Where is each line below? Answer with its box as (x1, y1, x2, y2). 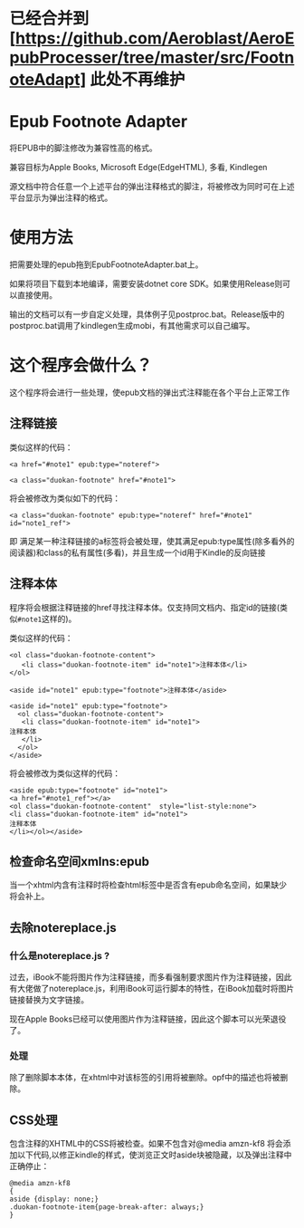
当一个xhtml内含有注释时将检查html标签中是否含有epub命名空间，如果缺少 (9, 879, 288, 890)
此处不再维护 (90, 70, 185, 91)
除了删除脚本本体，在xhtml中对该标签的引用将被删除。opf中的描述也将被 (9, 1072, 280, 1083)
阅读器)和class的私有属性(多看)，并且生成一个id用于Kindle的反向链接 (9, 547, 266, 558)
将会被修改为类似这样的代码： (9, 767, 120, 779)
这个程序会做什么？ (9, 355, 153, 376)
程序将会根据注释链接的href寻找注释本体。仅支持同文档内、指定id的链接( (9, 601, 280, 612)
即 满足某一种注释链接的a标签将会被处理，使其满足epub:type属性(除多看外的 (9, 535, 295, 546)
